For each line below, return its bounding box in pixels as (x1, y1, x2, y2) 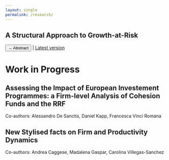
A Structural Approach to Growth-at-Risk (5, 31, 138, 40)
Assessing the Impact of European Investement (5, 83, 159, 92)
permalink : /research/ (5, 12, 53, 17)
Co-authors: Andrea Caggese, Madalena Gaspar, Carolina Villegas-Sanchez (5, 149, 164, 155)
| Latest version (32, 45, 65, 51)
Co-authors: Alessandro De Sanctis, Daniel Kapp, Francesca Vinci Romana (5, 113, 162, 119)
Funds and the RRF (5, 100, 66, 108)
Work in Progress (5, 63, 80, 75)
